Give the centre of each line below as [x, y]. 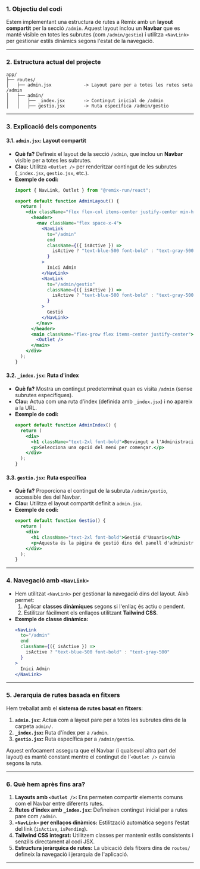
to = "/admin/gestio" [71, 284]
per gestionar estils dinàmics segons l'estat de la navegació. [80, 41]
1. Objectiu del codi [34, 9]
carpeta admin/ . [34, 726]
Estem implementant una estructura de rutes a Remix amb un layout [90, 22]
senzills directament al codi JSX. [55, 842]
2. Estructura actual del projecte [54, 62]
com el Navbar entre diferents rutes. [59, 804]
